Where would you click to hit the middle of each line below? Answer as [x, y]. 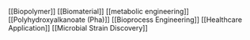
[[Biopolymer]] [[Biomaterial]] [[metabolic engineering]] [99, 11]
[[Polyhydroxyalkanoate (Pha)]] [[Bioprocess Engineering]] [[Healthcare [125, 20]
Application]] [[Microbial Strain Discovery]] [78, 28]
